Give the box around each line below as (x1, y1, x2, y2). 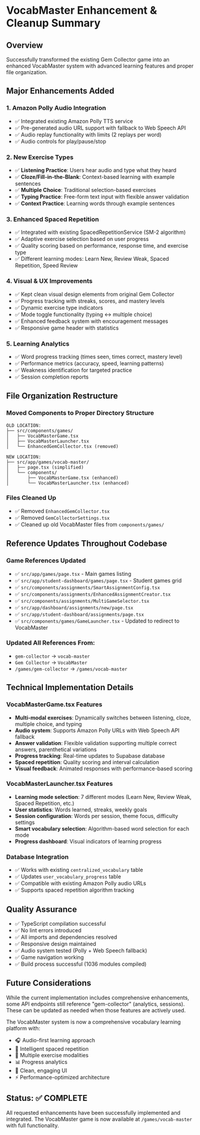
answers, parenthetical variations (14, 746, 97, 753)
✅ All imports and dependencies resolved (14, 933, 118, 941)
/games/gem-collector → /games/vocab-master (14, 665, 128, 672)
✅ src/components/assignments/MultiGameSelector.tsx (14, 597, 150, 604)
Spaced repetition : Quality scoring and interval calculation (14, 758, 159, 765)
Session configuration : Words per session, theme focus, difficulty (14, 812, 179, 819)
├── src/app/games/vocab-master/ (6, 459, 90, 465)
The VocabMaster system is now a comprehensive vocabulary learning (6, 1018, 181, 1026)
